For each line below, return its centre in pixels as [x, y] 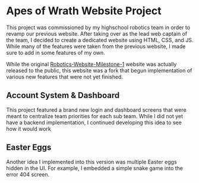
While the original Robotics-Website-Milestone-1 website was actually [91, 64]
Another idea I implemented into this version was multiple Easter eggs [91, 162]
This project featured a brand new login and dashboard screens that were [96, 110]
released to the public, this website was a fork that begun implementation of [99, 70]
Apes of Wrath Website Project [84, 11]
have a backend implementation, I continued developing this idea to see [94, 122]
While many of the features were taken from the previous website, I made [96, 46]
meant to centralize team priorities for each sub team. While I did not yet [94, 116]
